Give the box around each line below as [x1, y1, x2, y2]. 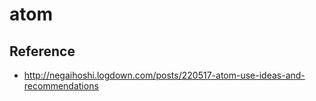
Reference [9, 43, 76, 60]
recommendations [23, 80, 99, 92]
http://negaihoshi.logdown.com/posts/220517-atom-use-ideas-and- [23, 69, 306, 81]
